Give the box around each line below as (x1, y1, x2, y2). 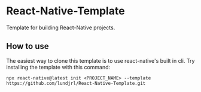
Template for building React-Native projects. (6, 24, 115, 31)
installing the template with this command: (6, 63, 111, 70)
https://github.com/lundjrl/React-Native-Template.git (6, 80, 146, 86)
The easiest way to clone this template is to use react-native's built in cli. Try (6, 57, 195, 64)
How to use (6, 41, 49, 51)
